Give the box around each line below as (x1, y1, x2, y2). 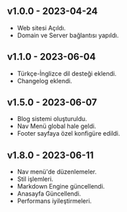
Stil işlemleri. (16, 175, 54, 183)
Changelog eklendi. (16, 76, 73, 85)
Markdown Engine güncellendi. (16, 182, 105, 191)
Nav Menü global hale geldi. (16, 122, 97, 130)
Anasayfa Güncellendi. (16, 189, 81, 198)
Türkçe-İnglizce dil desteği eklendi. (16, 69, 117, 78)
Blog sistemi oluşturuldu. (16, 115, 87, 123)
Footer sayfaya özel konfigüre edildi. (16, 129, 120, 138)
